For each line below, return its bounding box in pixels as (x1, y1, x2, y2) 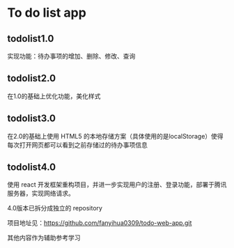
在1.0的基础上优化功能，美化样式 (7, 92, 101, 100)
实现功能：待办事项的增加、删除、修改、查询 (7, 52, 136, 60)
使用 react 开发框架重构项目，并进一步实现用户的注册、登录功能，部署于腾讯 (7, 180, 227, 189)
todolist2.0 (7, 72, 56, 84)
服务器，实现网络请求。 (7, 189, 75, 198)
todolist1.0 (7, 33, 54, 45)
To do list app (7, 5, 87, 21)
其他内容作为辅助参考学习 (7, 233, 81, 242)
